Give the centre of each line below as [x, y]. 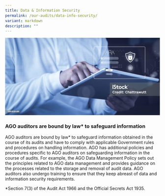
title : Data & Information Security [42, 10]
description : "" [22, 26]
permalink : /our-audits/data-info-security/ [51, 15]
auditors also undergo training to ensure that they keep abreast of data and [81, 173]
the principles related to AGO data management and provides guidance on [80, 163]
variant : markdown [24, 21]
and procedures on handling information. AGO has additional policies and [79, 147]
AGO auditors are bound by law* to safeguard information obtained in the [79, 137]
